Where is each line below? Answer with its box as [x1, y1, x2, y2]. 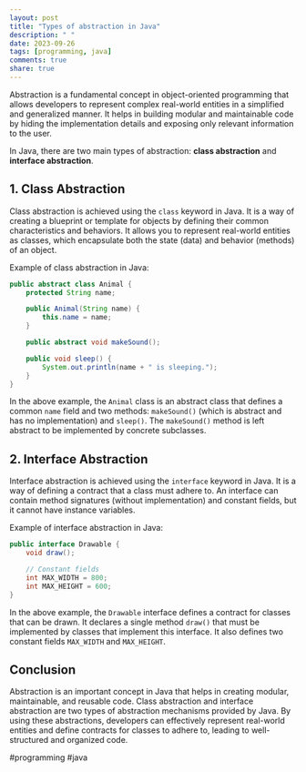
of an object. [9, 244, 57, 255]
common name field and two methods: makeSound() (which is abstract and [9, 406, 282, 417]
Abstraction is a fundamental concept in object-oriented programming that [9, 88, 290, 100]
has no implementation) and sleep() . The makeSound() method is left [9, 415, 265, 426]
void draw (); [25, 548, 76, 558]
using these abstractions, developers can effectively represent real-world [9, 716, 285, 726]
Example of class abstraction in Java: [9, 261, 149, 273]
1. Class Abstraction [9, 181, 126, 197]
